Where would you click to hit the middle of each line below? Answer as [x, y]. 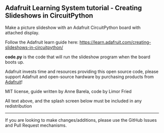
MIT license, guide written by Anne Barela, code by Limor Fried [68, 91]
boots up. [15, 62]
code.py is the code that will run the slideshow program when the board [78, 57]
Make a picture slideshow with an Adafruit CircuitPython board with [73, 27]
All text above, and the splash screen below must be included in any [73, 101]
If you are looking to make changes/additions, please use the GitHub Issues [81, 120]
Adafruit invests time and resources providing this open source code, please [82, 71]
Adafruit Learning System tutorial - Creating [74, 8]
